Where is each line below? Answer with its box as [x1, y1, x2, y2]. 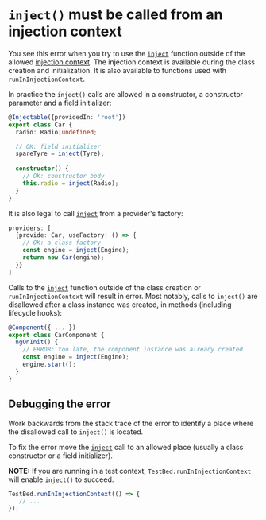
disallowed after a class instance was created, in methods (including [8, 300, 232, 309]
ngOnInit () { [15, 338, 59, 347]
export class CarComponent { [8, 331, 105, 339]
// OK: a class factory [22, 239, 102, 247]
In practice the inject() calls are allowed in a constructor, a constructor [8, 89, 244, 99]
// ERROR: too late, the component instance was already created [22, 346, 244, 354]
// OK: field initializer [15, 142, 102, 150]
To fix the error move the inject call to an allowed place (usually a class [8, 442, 244, 452]
